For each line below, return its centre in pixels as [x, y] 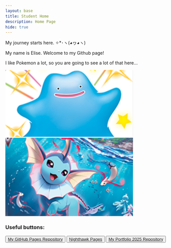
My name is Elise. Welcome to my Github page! [55, 53]
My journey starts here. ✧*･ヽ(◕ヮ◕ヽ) [45, 43]
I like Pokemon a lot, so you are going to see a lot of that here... [71, 63]
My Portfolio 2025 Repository [136, 239]
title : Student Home [27, 16]
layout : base [19, 11]
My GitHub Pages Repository [35, 239]
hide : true [17, 27]
